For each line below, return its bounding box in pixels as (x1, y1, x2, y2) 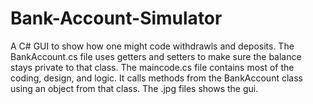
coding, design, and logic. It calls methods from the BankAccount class (10, 72, 303, 84)
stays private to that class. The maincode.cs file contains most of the (10, 61, 295, 73)
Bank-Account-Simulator (10, 7, 223, 30)
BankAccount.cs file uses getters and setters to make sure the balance (10, 50, 302, 62)
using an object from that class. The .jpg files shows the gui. (10, 82, 259, 94)
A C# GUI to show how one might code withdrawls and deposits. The (10, 40, 295, 52)
